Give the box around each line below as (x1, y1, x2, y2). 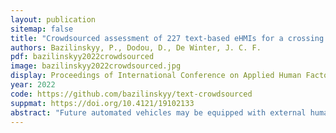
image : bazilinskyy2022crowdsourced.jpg (10, 61, 182, 71)
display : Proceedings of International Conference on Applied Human (10, 71, 302, 81)
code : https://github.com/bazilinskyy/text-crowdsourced (10, 89, 253, 99)
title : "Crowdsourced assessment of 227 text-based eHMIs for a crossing (10, 33, 325, 43)
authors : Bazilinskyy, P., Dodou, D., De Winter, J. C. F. (10, 42, 262, 53)
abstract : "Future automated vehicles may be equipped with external (10, 107, 307, 118)
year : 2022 (10, 80, 56, 90)
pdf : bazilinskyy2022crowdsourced (10, 52, 155, 62)
